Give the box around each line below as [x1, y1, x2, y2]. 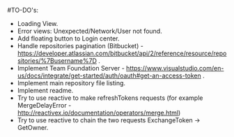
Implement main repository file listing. [17, 79, 126, 87]
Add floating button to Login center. [17, 34, 120, 43]
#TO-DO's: [7, 6, 39, 14]
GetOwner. [17, 124, 49, 131]
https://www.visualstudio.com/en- [126, 64, 224, 72]
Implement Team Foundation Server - [17, 64, 125, 72]
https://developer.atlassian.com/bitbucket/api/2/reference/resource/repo [17, 49, 227, 57]
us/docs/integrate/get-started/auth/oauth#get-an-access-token [17, 71, 202, 80]
